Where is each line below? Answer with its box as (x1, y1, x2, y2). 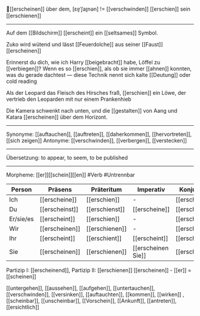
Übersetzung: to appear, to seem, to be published (6, 154, 128, 161)
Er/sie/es (9, 215, 35, 223)
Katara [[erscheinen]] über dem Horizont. (6, 113, 108, 120)
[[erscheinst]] (39, 205, 79, 213)
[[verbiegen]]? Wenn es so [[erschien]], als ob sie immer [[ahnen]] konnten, (6, 65, 192, 72)
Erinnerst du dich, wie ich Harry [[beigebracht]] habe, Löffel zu (6, 59, 161, 66)
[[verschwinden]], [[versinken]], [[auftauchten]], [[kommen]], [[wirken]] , (6, 291, 185, 298)
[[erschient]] (86, 234, 122, 242)
